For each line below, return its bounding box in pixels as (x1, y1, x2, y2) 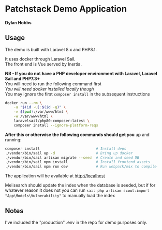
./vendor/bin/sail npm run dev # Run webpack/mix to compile (5, 164, 157, 169)
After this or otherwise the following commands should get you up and (5, 132, 150, 138)
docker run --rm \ (5, 100, 42, 105)
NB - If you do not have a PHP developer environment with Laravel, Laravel (5, 70, 157, 76)
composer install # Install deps (5, 146, 127, 151)
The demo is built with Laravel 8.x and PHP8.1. (5, 46, 97, 52)
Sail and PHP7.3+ (5, 76, 40, 81)
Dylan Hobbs (5, 19, 32, 25)
